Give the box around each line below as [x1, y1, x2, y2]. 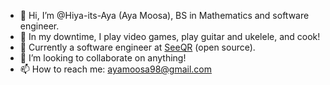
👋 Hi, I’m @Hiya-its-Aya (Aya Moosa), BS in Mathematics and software [19, 10, 310, 21]
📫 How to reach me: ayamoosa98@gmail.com [19, 63, 213, 75]
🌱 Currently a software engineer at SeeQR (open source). [19, 41, 256, 53]
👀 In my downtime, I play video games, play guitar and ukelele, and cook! [19, 31, 321, 42]
